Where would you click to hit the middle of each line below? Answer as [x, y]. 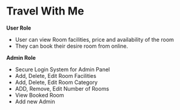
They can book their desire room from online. [72, 46]
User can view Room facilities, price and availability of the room [95, 39]
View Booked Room [39, 95]
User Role [19, 28]
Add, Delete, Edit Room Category [56, 82]
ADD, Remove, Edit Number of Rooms [62, 88]
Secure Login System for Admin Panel [62, 69]
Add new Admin [35, 102]
